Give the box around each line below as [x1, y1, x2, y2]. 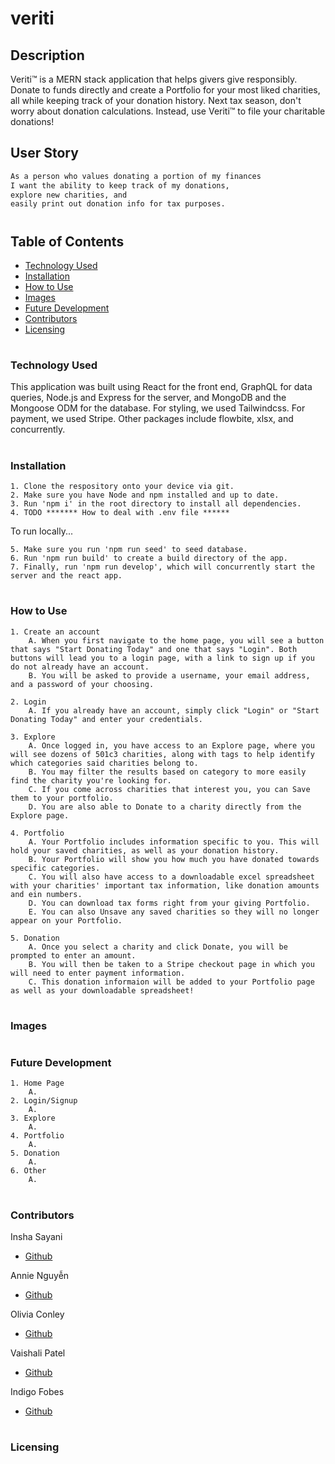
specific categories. [10, 863, 101, 873]
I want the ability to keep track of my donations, [10, 180, 230, 191]
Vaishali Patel [10, 1347, 66, 1359]
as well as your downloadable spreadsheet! [10, 985, 195, 996]
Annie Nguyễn [10, 1269, 70, 1281]
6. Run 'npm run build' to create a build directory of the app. [10, 553, 288, 564]
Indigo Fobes [10, 1385, 65, 1397]
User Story [10, 145, 79, 162]
